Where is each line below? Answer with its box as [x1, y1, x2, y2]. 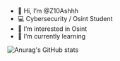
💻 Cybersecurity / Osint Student [17, 15, 113, 22]
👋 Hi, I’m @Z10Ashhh [17, 7, 79, 15]
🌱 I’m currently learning [17, 32, 86, 40]
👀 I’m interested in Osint [17, 25, 88, 33]
